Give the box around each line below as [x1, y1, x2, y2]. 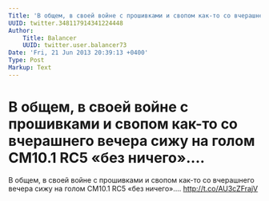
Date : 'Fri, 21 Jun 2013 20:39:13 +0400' [8, 49, 149, 57]
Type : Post [8, 57, 45, 65]
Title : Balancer [22, 33, 78, 42]
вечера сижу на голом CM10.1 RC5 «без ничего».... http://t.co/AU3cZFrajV [8, 183, 259, 193]
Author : [8, 26, 34, 34]
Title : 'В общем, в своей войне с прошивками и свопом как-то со [8, 11, 231, 20]
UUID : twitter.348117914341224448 [8, 19, 124, 27]
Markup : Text [8, 64, 52, 72]
